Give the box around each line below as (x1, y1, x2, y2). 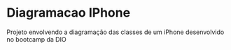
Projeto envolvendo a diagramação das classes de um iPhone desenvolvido (6, 28, 225, 36)
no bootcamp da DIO (6, 35, 67, 43)
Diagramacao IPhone (6, 5, 131, 21)
